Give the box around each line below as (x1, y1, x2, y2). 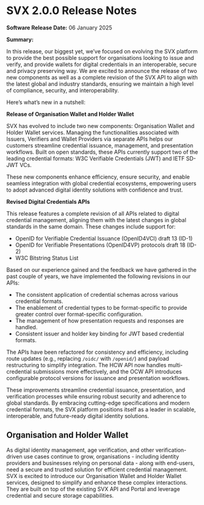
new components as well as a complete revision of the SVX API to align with (6, 73, 198, 81)
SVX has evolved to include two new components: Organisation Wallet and (6, 122, 195, 129)
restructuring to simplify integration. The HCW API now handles (6, 361, 167, 368)
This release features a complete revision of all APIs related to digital (6, 209, 179, 217)
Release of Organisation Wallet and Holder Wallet (6, 110, 134, 118)
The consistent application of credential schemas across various (15, 291, 179, 298)
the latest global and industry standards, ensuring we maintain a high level (6, 80, 194, 88)
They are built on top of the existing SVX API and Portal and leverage (6, 485, 181, 493)
